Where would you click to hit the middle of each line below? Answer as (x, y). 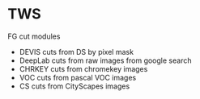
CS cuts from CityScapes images (74, 86)
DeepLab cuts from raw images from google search (105, 60)
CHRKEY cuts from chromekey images (83, 68)
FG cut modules (34, 36)
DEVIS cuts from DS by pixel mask (77, 52)
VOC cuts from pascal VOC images (78, 77)
